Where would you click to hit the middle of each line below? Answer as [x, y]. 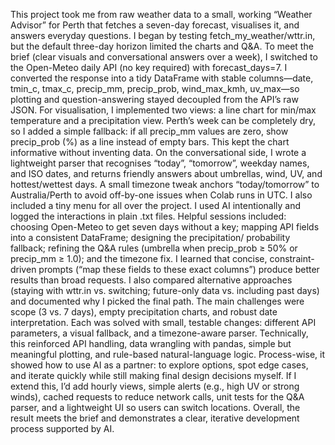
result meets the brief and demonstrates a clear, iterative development [155, 418]
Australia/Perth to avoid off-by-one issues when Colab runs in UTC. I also [161, 195]
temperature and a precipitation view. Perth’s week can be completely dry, [163, 120]
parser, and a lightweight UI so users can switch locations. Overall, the [155, 407]
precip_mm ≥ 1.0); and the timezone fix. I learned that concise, [139, 258]
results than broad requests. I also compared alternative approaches [151, 280]
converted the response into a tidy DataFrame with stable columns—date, [162, 78]
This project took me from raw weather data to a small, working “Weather [161, 14]
